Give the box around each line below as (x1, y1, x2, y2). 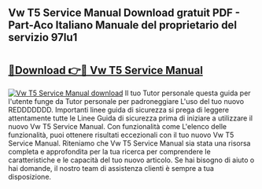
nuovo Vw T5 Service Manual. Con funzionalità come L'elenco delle (8, 122, 227, 131)
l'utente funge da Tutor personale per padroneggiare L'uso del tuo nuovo (8, 97, 245, 106)
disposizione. (8, 172, 52, 181)
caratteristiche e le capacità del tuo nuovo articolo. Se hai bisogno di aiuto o (8, 155, 255, 165)
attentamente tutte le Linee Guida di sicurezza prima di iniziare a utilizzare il (8, 113, 253, 123)
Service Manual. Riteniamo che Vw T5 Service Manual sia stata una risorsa (8, 139, 251, 148)
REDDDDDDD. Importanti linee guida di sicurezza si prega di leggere (8, 106, 230, 114)
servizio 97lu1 (8, 31, 78, 44)
